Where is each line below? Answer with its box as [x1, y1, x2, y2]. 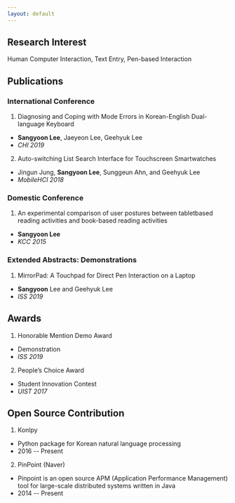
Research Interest [7, 37, 87, 48]
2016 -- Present [17, 447, 63, 455]
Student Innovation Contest [17, 379, 97, 388]
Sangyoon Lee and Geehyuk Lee [17, 285, 114, 293]
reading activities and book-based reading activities [17, 216, 168, 225]
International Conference [7, 96, 95, 106]
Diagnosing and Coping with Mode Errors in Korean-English [17, 112, 190, 121]
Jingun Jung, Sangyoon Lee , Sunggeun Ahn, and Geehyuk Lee [17, 168, 201, 176]
